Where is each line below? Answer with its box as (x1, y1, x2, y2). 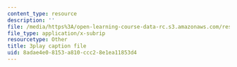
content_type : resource (7, 10, 78, 17)
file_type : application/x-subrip (7, 29, 106, 37)
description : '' (7, 17, 55, 24)
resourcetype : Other (7, 36, 68, 43)
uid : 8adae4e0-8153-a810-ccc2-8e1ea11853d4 (7, 50, 138, 57)
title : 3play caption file (7, 43, 87, 50)
